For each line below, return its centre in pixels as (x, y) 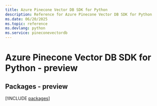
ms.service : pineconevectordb (37, 33)
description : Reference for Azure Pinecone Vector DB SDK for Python (79, 14)
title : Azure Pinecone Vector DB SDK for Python (56, 10)
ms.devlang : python (25, 28)
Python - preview (41, 68)
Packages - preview (37, 86)
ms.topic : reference (27, 24)
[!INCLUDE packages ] (28, 98)
